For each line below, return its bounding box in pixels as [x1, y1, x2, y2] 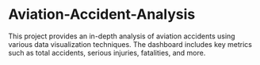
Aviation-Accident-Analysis [8, 5, 196, 23]
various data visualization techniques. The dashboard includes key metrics [8, 39, 252, 49]
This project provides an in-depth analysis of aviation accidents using [8, 31, 235, 41]
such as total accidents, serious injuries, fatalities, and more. [8, 48, 206, 57]
